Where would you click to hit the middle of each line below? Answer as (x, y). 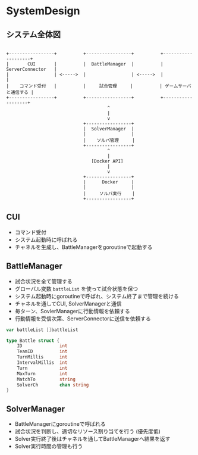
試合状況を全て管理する (43, 281)
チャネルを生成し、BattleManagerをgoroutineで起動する (84, 247)
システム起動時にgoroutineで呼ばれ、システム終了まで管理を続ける (97, 296)
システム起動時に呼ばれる (46, 239)
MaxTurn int (42, 373)
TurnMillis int (42, 357)
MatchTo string (46, 379)
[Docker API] (107, 161)
